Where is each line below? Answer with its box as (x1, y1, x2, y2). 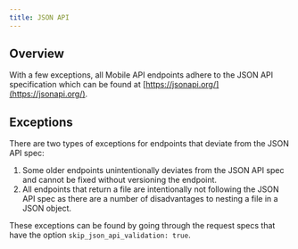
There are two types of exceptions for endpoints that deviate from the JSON (9, 138, 290, 149)
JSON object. (21, 203, 72, 214)
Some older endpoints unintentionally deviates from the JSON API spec (21, 165, 285, 176)
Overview (9, 46, 65, 62)
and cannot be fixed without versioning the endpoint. (21, 175, 217, 186)
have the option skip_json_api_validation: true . (9, 229, 191, 241)
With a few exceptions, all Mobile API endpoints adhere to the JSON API (9, 70, 274, 80)
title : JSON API (9, 12, 70, 22)
